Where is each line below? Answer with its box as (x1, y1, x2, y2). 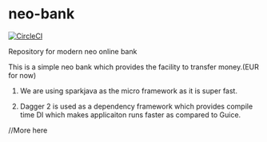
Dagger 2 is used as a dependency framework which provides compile (19, 101, 253, 111)
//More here (8, 125, 48, 135)
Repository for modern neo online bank (8, 46, 137, 56)
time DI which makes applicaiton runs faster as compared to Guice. (19, 109, 241, 120)
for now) (8, 70, 37, 80)
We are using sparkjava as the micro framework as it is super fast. (19, 85, 238, 96)
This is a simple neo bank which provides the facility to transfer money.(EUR (8, 61, 260, 72)
